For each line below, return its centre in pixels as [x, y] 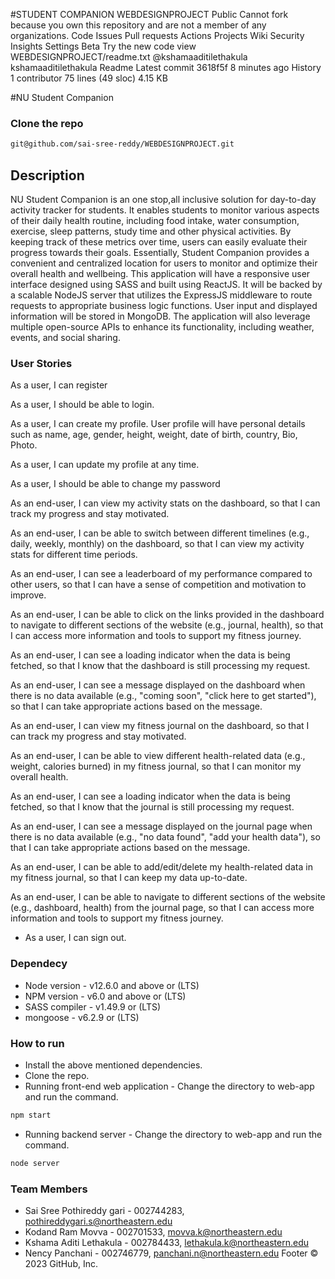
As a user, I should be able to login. [82, 405]
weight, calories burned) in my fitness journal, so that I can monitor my [156, 766]
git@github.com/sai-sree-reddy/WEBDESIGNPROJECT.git [122, 144]
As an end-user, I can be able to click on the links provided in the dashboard [167, 615]
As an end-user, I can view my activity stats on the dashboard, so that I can [165, 503]
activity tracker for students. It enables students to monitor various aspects [165, 210]
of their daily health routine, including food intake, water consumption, [155, 220]
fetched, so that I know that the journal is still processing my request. [152, 807]
